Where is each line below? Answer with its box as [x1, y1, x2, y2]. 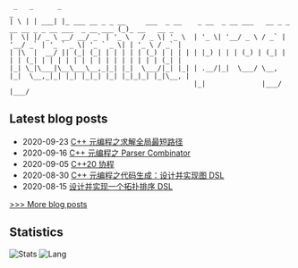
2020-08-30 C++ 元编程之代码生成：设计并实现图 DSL [21, 170, 225, 180]
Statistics [9, 225, 64, 240]
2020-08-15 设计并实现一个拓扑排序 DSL [21, 180, 173, 191]
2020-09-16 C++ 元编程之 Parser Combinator [21, 147, 191, 158]
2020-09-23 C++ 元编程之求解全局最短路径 [21, 136, 183, 147]
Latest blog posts [9, 112, 108, 127]
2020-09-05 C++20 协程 [21, 158, 115, 169]
